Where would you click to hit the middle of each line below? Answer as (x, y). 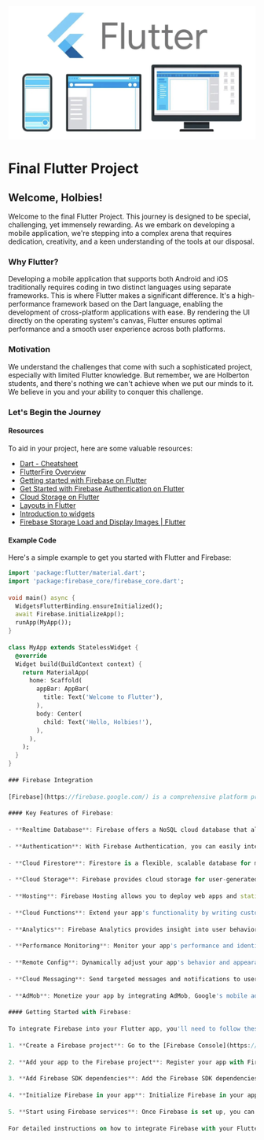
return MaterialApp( (56, 672)
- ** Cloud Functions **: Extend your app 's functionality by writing (123, 913)
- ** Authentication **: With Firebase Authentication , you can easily (125, 846)
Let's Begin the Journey (55, 412)
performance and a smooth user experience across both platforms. (117, 329)
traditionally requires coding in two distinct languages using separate (120, 287)
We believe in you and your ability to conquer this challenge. (106, 392)
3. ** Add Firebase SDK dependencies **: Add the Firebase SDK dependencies (133, 1079)
